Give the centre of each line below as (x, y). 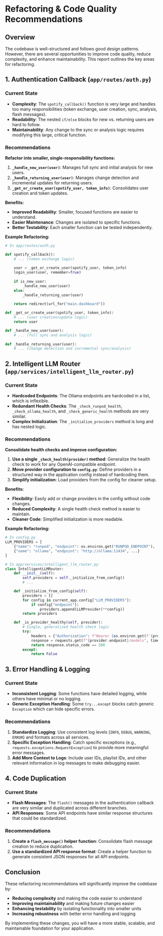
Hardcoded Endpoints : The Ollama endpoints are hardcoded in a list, (81, 396)
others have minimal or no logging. (47, 699)
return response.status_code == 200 (68, 645)
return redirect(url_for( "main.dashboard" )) (59, 304)
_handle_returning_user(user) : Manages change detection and (75, 178)
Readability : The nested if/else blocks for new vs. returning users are (83, 119)
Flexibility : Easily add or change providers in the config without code (81, 499)
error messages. (28, 753)
